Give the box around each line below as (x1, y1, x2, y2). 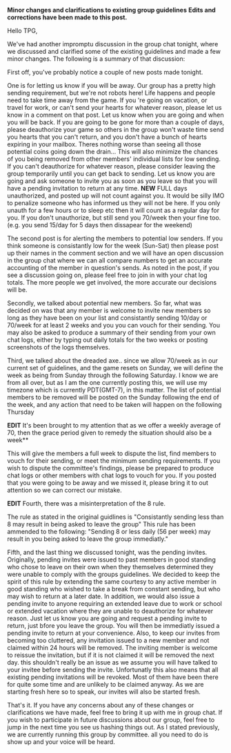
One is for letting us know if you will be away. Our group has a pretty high (7, 82, 216, 89)
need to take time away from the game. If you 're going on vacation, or (7, 96, 208, 104)
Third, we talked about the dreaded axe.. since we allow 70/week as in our (7, 356, 219, 365)
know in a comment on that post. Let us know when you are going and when (7, 111, 224, 119)
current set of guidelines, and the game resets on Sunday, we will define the (7, 364, 223, 372)
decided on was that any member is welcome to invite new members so (7, 307, 211, 314)
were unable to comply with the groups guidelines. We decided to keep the (7, 570, 221, 578)
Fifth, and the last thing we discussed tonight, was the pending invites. (7, 549, 208, 556)
